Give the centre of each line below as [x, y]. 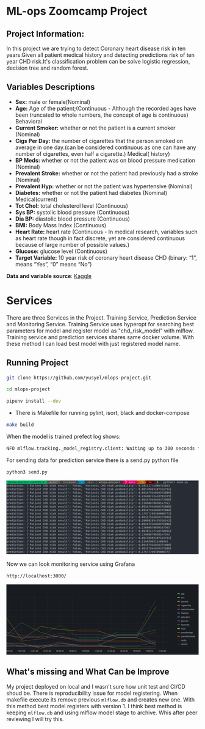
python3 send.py [27, 472]
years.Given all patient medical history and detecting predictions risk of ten [101, 55]
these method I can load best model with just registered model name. [93, 343]
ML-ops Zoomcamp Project [77, 11]
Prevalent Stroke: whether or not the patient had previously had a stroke [106, 173]
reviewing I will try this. [35, 719]
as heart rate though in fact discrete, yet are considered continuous [100, 238]
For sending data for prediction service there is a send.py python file [92, 460]
